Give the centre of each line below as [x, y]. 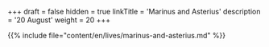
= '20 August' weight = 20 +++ [59, 20]
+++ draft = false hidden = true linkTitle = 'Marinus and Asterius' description [134, 12]
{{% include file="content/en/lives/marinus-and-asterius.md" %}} [117, 35]
